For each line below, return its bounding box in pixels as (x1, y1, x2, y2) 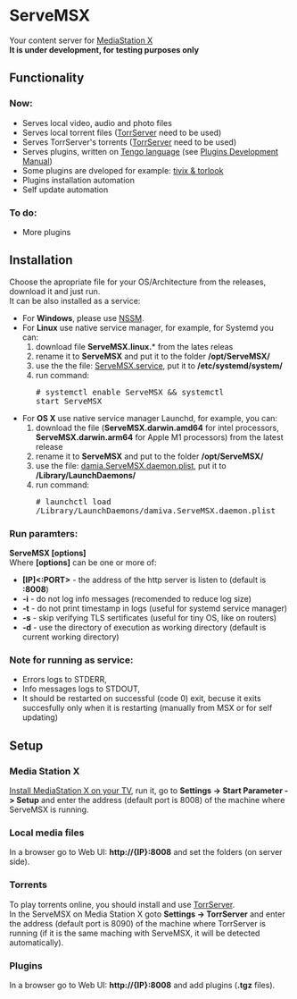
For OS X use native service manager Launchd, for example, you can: (21, 412, 278, 423)
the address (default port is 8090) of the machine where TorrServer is (9, 918, 266, 928)
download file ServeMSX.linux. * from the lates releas (35, 341, 234, 351)
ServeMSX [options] (9, 547, 87, 559)
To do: (9, 207, 37, 219)
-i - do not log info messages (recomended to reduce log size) (21, 594, 252, 605)
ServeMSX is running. (9, 804, 89, 815)
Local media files (9, 826, 85, 839)
